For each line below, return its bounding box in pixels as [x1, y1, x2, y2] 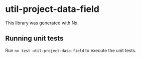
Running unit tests [5, 34, 64, 43]
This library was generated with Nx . [5, 20, 79, 26]
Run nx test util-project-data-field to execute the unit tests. [5, 47, 136, 53]
